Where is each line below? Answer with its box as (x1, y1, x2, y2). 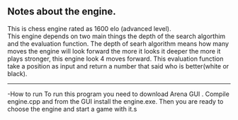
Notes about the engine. (7, 6, 117, 18)
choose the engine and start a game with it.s (7, 104, 137, 113)
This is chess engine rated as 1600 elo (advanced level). (7, 24, 171, 32)
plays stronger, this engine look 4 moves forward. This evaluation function (7, 54, 224, 63)
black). (7, 69, 28, 78)
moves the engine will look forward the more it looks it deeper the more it (7, 47, 221, 55)
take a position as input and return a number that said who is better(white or (7, 61, 229, 70)
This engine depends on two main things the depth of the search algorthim (7, 32, 226, 40)
